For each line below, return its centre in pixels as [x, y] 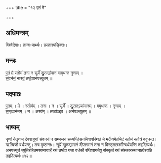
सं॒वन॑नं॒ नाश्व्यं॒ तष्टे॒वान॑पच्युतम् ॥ [29, 78]
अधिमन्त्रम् [17, 33]
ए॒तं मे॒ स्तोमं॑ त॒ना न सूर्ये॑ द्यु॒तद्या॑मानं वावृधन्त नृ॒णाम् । [44, 73]
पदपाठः [14, 94]
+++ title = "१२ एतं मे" [26, 8]
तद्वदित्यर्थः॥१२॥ [19, 156]
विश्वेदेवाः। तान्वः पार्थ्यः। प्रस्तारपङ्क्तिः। [37, 45]
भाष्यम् [13, 127]
